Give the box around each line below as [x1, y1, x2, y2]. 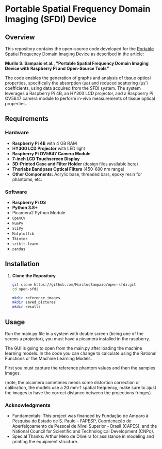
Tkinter [12, 236, 28, 241]
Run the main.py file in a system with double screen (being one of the [5, 331, 144, 337]
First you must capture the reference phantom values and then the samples [5, 365, 156, 370]
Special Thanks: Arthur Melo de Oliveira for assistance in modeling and [12, 433, 154, 439]
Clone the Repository [12, 273, 56, 278]
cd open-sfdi [12, 287, 39, 291]
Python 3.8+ [12, 205, 38, 210]
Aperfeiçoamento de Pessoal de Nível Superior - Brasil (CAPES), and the [12, 423, 157, 429]
